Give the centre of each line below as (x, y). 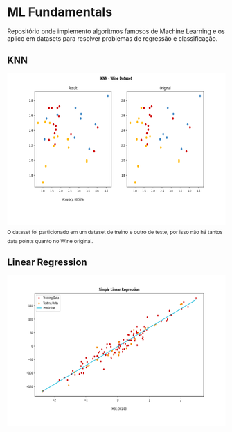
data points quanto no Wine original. (50, 241)
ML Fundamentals (60, 12)
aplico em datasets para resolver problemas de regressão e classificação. (113, 38)
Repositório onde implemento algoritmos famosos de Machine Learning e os (116, 31)
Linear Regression (47, 262)
